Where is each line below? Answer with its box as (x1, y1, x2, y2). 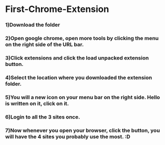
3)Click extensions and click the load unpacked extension (5, 54, 149, 61)
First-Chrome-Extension (5, 3, 109, 15)
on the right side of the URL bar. (5, 41, 84, 48)
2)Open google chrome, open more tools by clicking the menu (5, 35, 159, 42)
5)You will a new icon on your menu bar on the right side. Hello (5, 93, 160, 100)
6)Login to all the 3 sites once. (5, 113, 80, 120)
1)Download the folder (5, 21, 60, 28)
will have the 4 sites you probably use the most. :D (5, 133, 130, 140)
